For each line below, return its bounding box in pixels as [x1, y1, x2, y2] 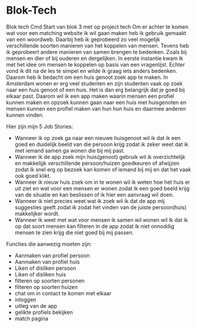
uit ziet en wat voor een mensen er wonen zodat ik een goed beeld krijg [14, 184, 190, 192]
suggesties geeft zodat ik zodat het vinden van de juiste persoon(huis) [14, 203, 187, 211]
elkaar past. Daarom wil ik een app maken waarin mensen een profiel [6, 93, 175, 100]
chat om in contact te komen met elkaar [14, 289, 112, 297]
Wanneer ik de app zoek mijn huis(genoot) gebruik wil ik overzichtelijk [14, 153, 186, 160]
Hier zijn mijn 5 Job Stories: [6, 123, 73, 130]
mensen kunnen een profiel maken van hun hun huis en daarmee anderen [6, 105, 186, 112]
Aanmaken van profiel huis [14, 258, 80, 265]
